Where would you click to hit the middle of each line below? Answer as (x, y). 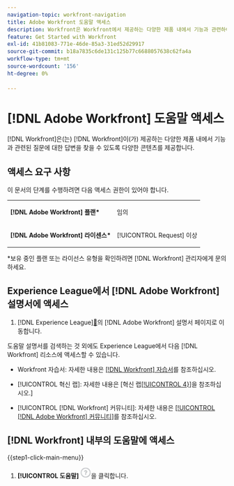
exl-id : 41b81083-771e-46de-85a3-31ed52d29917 (76, 44)
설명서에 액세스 (38, 304)
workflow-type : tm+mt (39, 59)
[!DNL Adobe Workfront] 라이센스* (61, 235)
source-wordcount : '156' (43, 66)
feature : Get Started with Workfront (62, 37)
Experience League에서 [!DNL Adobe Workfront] (114, 291)
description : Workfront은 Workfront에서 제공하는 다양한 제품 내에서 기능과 (108, 29)
